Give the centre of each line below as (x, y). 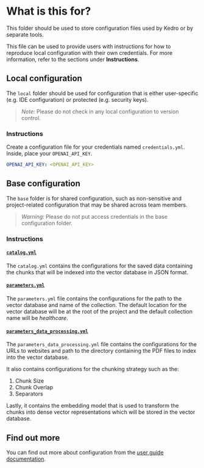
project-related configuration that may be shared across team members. (97, 205)
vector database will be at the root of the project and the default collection (100, 311)
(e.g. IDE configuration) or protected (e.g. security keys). (77, 99)
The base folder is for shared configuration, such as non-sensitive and (94, 198)
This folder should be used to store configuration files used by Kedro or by (100, 28)
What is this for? (49, 11)
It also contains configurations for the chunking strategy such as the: (93, 369)
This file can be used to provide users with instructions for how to (89, 46)
